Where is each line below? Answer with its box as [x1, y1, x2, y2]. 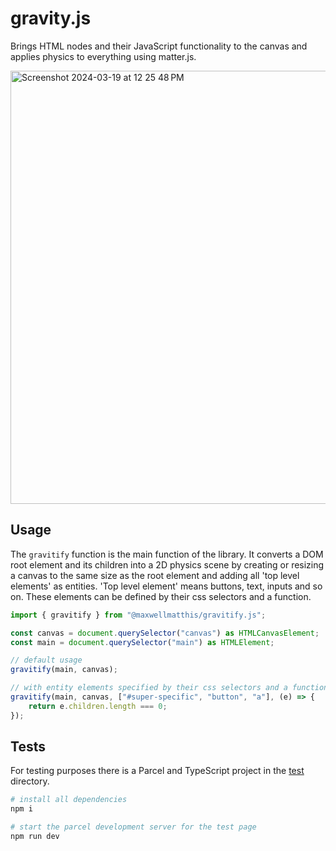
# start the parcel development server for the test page [10, 822, 257, 832]
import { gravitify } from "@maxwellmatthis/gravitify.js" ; [10, 610, 267, 620]
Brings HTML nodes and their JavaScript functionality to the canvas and [10, 40, 308, 52]
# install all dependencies [10, 795, 128, 805]
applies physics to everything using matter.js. [10, 50, 197, 62]
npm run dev [10, 832, 60, 842]
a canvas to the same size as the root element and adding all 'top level [10, 569, 300, 581]
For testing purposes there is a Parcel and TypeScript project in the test [10, 765, 305, 777]
